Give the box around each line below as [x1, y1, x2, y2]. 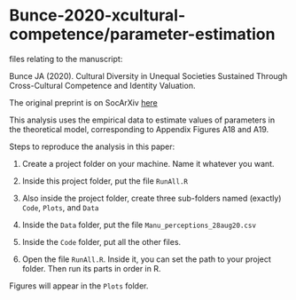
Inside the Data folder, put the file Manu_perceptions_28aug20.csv [21, 219, 257, 230]
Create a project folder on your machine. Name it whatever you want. [21, 158, 275, 169]
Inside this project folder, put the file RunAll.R [21, 175, 189, 186]
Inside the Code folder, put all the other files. [21, 236, 182, 247]
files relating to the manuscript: [9, 53, 123, 64]
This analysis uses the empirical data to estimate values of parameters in [9, 114, 276, 125]
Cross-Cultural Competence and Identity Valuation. [9, 80, 196, 91]
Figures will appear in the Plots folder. [9, 280, 149, 291]
